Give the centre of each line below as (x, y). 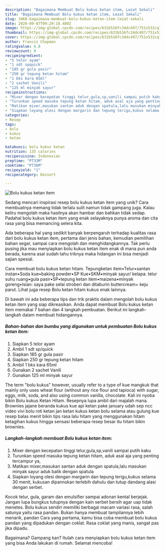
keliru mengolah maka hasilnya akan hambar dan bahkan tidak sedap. (76, 213)
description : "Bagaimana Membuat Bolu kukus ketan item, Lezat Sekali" (80, 10)
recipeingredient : (24, 55)
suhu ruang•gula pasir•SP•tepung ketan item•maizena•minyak (69, 279)
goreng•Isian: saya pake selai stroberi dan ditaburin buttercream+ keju (77, 285)
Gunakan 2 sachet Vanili (37, 370)
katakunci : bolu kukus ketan (35, 147)
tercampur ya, (26, 461)
